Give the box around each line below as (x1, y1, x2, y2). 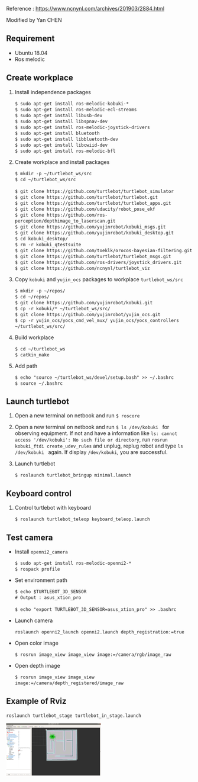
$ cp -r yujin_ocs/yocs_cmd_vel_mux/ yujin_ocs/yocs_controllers (14, 317, 179, 323)
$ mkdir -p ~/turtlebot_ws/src (14, 170, 92, 176)
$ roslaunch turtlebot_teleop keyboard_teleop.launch (14, 516, 150, 523)
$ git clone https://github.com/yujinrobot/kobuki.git (14, 300, 153, 305)
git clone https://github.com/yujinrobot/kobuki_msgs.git (20, 224, 166, 230)
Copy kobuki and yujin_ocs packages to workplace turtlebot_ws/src (14, 275, 183, 283)
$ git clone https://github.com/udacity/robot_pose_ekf (14, 206, 155, 212)
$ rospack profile (14, 567, 60, 572)
